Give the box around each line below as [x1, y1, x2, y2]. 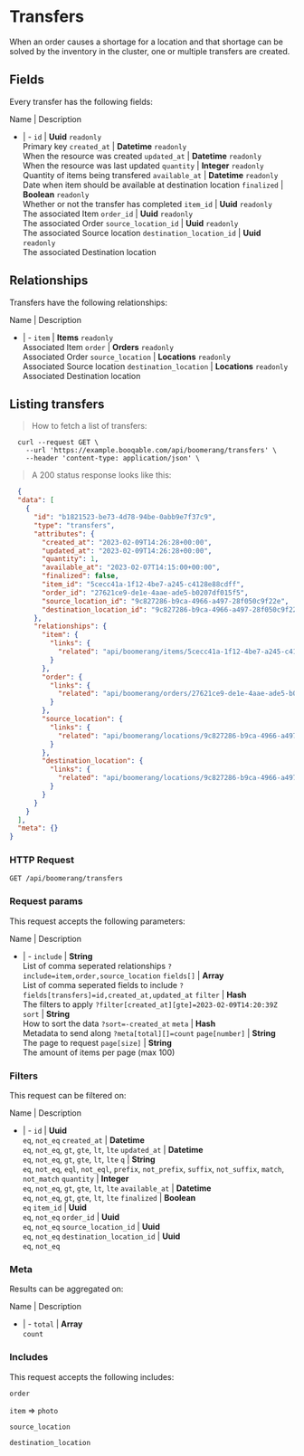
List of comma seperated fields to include [22, 979, 178, 990]
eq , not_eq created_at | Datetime [22, 1135, 145, 1146]
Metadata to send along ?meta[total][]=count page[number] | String [22, 1027, 276, 1038]
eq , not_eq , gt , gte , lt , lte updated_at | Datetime [22, 1145, 204, 1156]
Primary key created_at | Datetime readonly [22, 140, 187, 151]
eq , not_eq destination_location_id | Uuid [22, 1231, 181, 1242]
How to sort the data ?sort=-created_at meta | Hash [22, 1018, 216, 1029]
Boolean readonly [22, 188, 90, 200]
